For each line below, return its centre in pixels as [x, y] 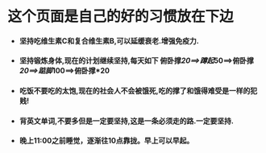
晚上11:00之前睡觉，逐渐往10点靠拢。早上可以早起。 [106, 141]
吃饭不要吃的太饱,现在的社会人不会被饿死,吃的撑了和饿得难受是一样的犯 [138, 90]
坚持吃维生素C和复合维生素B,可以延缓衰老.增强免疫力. [109, 40]
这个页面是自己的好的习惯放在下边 [121, 17]
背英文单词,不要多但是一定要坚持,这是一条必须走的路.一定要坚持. [127, 121]
